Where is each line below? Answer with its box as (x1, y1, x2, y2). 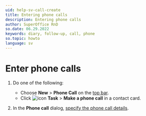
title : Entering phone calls (5, 12, 68, 17)
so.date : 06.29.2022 (5, 27, 50, 32)
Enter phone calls (5, 62, 81, 74)
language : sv (5, 41, 33, 46)
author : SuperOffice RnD (5, 21, 58, 27)
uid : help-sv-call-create (5, 7, 60, 13)
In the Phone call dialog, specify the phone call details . (12, 105, 129, 111)
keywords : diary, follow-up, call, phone (5, 31, 95, 36)
